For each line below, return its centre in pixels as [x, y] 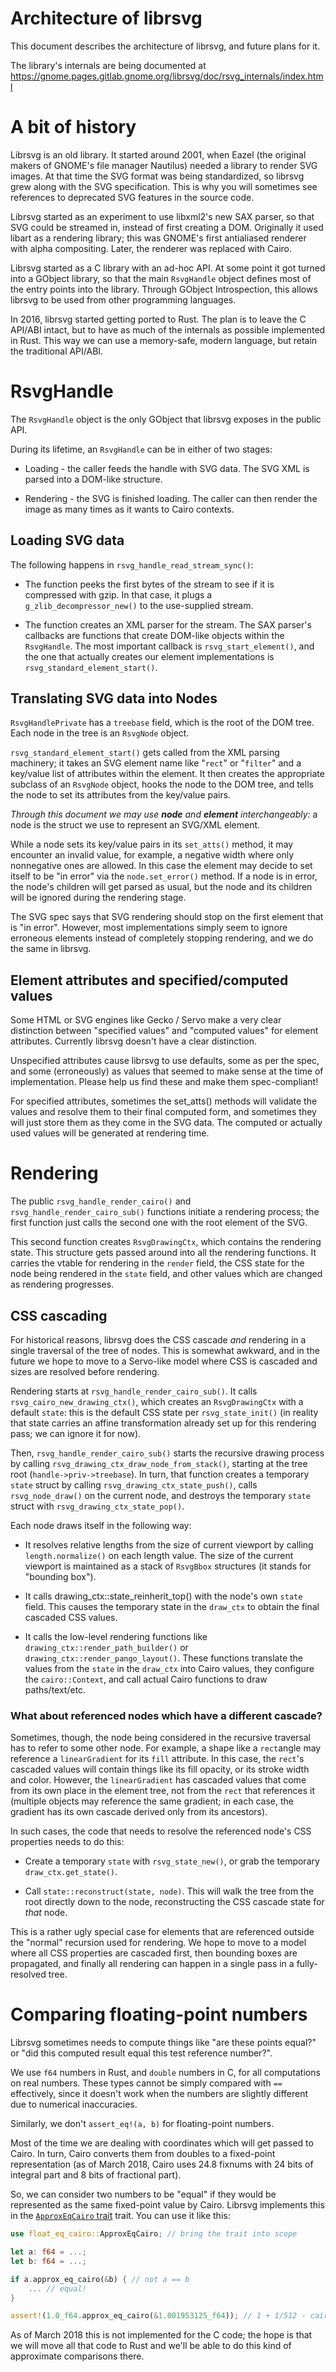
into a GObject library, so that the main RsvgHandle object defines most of [161, 278]
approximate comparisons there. [77, 2356]
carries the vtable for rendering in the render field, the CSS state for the [157, 1263]
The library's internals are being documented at [108, 65]
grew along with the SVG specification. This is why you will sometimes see [164, 186]
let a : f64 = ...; [48, 2252]
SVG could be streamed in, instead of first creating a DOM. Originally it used [167, 227]
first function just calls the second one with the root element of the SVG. [159, 1223]
